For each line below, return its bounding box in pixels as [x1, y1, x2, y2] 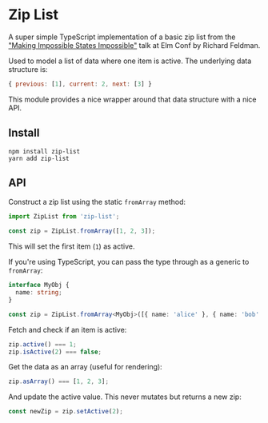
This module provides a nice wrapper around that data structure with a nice [8, 94, 257, 104]
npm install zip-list [8, 147, 81, 155]
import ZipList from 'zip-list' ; [8, 213, 120, 221]
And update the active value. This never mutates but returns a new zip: [8, 392, 242, 401]
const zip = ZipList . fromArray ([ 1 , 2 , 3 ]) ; [8, 227, 156, 235]
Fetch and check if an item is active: [8, 325, 127, 334]
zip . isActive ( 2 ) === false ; [8, 348, 102, 356]
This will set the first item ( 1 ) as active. [8, 241, 135, 251]
